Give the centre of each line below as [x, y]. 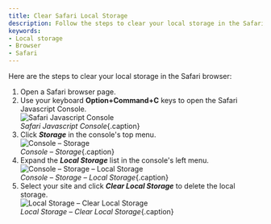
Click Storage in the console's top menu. [88, 135]
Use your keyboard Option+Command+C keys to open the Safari [129, 100]
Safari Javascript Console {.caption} [80, 126]
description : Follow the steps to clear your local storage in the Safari [137, 23]
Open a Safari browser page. [68, 92]
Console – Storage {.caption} [67, 151]
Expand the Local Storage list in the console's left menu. [115, 160]
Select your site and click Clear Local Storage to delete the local [127, 186]
